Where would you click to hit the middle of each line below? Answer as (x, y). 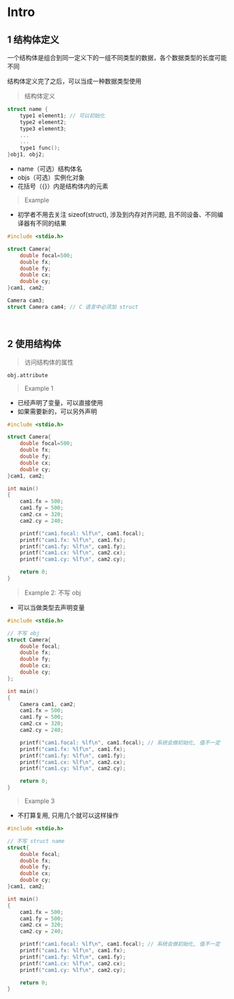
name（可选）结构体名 (50, 169)
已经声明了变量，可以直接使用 (60, 402)
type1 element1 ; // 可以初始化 (63, 116)
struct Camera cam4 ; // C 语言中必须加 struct (73, 307)
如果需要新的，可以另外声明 (57, 411)
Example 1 (39, 388)
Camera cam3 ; (26, 300)
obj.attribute (28, 375)
